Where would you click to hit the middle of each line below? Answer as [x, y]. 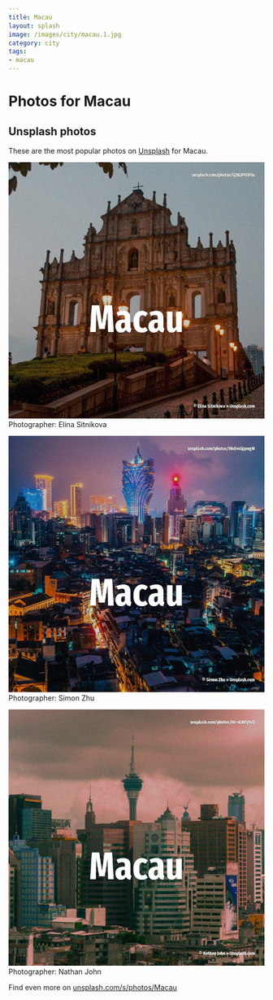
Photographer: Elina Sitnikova [58, 424]
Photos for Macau [70, 101]
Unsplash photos [52, 131]
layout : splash [34, 26]
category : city [34, 43]
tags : [17, 52]
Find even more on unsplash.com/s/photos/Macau [93, 987]
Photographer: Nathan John [55, 972]
